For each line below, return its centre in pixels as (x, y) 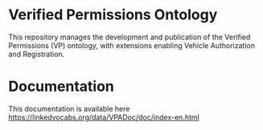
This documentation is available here (69, 108)
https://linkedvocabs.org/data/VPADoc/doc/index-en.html (104, 117)
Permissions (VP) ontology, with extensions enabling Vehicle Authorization (132, 45)
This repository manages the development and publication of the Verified (129, 37)
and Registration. (37, 54)
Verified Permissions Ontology (113, 15)
